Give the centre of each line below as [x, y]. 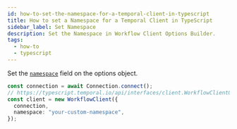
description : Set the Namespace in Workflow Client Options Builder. [112, 33]
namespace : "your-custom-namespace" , [69, 112]
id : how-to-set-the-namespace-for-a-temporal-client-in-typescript [109, 14]
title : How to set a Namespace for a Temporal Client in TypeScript [110, 20]
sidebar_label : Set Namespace [52, 27]
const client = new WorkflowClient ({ [63, 99]
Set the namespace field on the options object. [73, 73]
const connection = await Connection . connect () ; [80, 86]
